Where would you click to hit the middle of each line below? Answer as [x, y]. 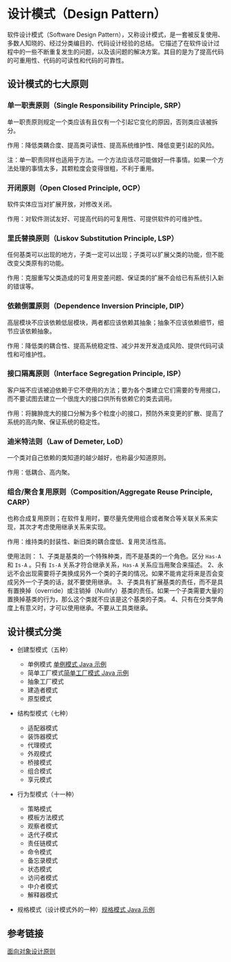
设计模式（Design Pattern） [87, 14]
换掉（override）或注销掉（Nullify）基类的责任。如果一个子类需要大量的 [121, 591]
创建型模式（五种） [44, 650]
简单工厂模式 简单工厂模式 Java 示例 [78, 673]
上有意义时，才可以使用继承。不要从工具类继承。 [82, 608]
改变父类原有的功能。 [37, 263]
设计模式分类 [34, 632]
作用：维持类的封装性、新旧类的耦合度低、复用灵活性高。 [88, 542]
